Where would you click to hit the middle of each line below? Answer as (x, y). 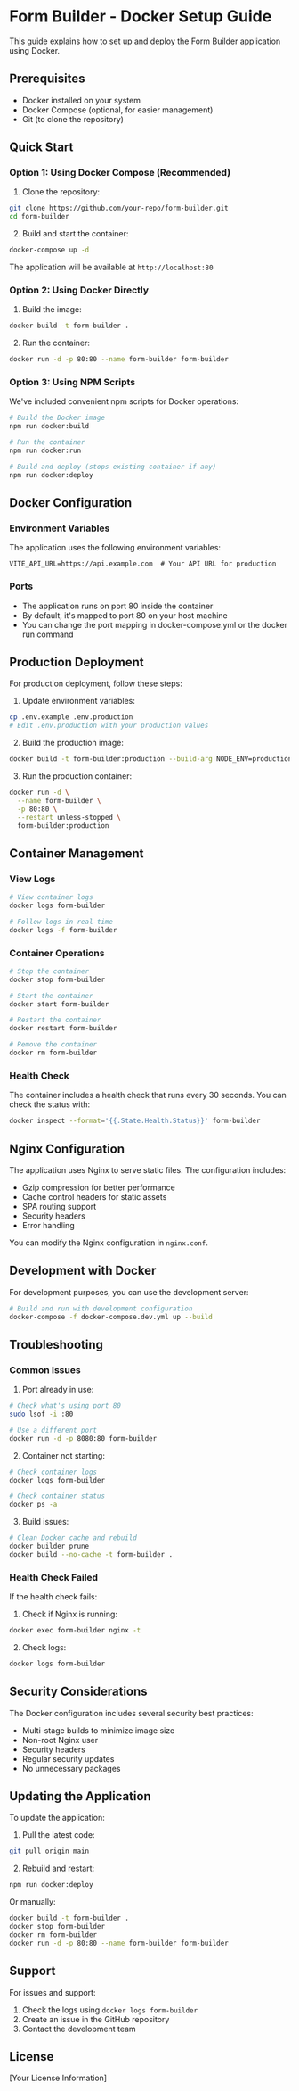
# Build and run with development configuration (101, 1309)
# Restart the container (55, 1020)
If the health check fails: (53, 1597)
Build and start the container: (75, 234)
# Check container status (57, 1496)
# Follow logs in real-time (61, 922)
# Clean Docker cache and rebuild (73, 1538)
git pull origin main (49, 1851)
